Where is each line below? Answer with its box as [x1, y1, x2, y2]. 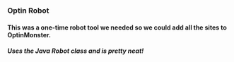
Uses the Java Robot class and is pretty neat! [7, 46, 144, 55]
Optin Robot [7, 6, 49, 15]
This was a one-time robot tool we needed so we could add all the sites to [7, 23, 228, 32]
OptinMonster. [7, 30, 52, 39]
